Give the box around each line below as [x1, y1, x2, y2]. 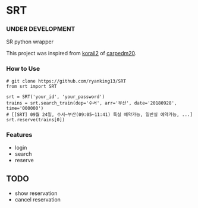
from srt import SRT [6, 83, 58, 89]
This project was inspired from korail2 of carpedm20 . [6, 50, 137, 57]
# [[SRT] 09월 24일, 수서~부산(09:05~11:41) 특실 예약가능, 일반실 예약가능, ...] [6, 111, 193, 118]
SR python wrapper [6, 38, 54, 45]
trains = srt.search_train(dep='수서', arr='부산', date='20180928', [6, 100, 177, 106]
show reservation [14, 190, 58, 197]
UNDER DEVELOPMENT [6, 25, 76, 33]
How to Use [6, 65, 40, 73]
